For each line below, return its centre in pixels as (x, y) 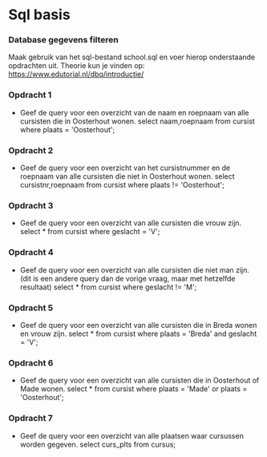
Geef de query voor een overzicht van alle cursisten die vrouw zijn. (131, 223)
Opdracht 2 (31, 150)
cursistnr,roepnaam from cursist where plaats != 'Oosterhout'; (122, 185)
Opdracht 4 (31, 253)
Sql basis (39, 15)
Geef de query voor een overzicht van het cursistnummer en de (125, 168)
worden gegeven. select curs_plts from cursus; (98, 444)
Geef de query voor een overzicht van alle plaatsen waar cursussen (132, 435)
